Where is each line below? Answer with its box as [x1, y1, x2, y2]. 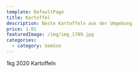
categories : [6, 37, 37, 43]
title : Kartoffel [6, 15, 51, 21]
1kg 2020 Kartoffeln [6, 59, 56, 67]
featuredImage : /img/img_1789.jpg [6, 32, 95, 38]
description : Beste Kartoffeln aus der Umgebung [6, 20, 133, 26]
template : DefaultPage [6, 9, 64, 15]
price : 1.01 [6, 26, 37, 32]
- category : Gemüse [12, 43, 62, 49]
